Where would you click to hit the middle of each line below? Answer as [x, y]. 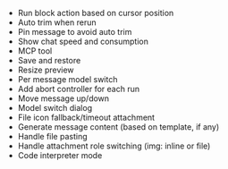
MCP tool [35, 51]
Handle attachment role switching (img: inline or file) [114, 146]
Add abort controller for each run [79, 89]
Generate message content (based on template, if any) [118, 127]
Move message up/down [63, 98]
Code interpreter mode [60, 155]
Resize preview [46, 70]
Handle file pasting [52, 136]
